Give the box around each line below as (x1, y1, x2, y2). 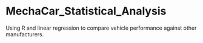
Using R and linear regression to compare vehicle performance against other (5, 24, 197, 31)
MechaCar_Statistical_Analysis (5, 4, 167, 18)
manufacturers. (5, 30, 44, 38)
